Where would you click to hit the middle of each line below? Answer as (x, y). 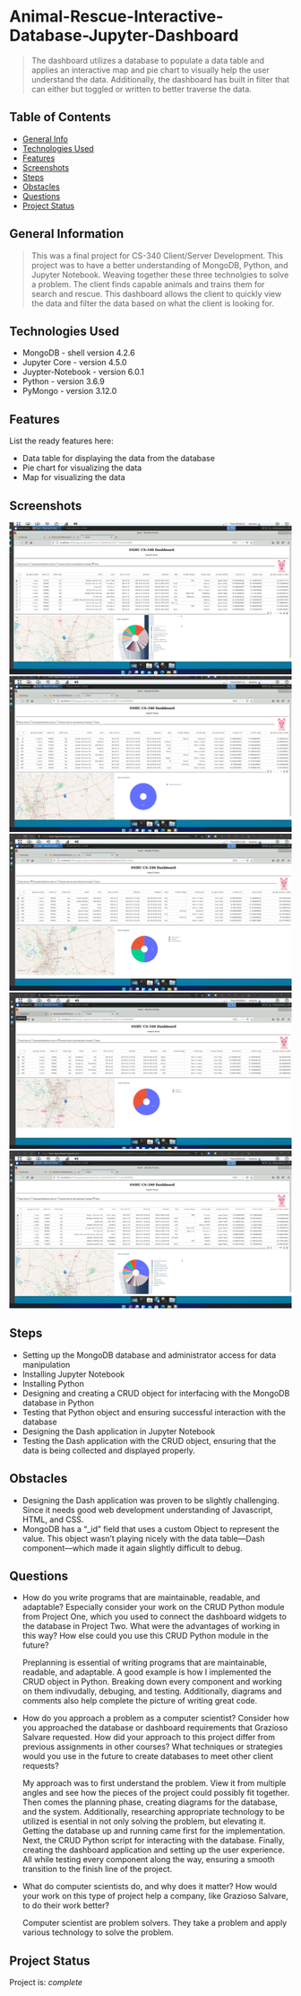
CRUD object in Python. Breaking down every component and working (152, 1682)
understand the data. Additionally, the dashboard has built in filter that (160, 79)
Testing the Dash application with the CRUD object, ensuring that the (149, 1440)
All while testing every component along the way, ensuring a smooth (148, 1860)
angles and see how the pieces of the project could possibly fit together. (156, 1793)
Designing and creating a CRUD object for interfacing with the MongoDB (156, 1393)
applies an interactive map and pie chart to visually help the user (150, 70)
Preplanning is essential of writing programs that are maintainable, (144, 1663)
